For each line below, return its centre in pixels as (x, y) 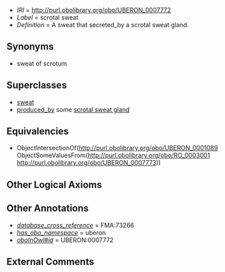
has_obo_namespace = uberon (61, 232)
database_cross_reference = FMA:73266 (75, 225)
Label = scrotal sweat (48, 17)
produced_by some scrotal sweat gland (73, 109)
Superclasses (37, 85)
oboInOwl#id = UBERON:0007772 (65, 240)
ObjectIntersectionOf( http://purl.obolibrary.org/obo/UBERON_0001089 (117, 148)
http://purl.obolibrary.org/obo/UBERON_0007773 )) (89, 163)
